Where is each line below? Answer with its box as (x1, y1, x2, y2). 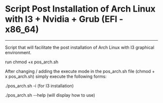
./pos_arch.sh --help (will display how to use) (5, 92, 96, 98)
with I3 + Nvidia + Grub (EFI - (5, 14, 124, 25)
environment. (5, 49, 32, 55)
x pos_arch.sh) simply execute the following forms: (5, 74, 107, 79)
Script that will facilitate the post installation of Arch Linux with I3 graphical (5, 44, 154, 50)
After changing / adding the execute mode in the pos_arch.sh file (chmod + (5, 68, 155, 74)
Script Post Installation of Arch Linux (5, 3, 156, 15)
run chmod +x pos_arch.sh (5, 59, 59, 65)
